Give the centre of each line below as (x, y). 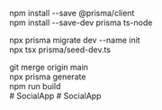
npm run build (35, 86)
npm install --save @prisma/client (72, 13)
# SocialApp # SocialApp (55, 96)
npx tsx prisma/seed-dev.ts (60, 50)
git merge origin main (49, 67)
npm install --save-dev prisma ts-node (81, 23)
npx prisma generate (48, 77)
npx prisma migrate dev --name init (75, 40)
